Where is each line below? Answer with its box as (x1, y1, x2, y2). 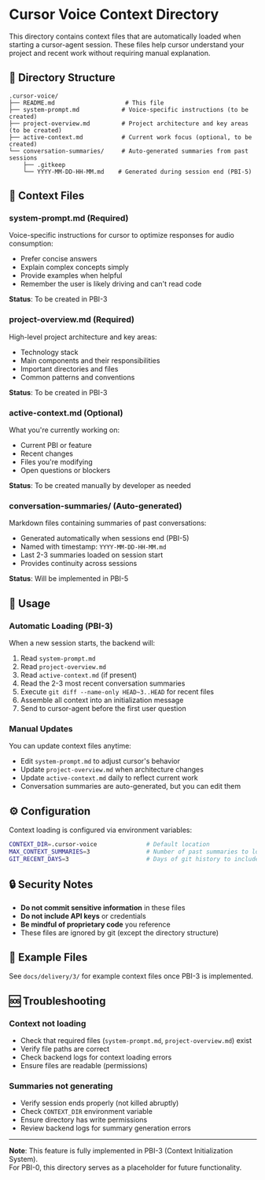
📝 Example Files (9, 950, 88, 964)
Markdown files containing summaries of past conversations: (9, 518, 207, 528)
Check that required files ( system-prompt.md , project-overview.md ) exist (20, 1036, 252, 1045)
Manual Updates (9, 723, 73, 734)
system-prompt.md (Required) (9, 213, 129, 224)
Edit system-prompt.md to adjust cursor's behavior (20, 756, 180, 766)
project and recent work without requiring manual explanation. (9, 48, 211, 57)
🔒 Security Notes (9, 878, 94, 891)
